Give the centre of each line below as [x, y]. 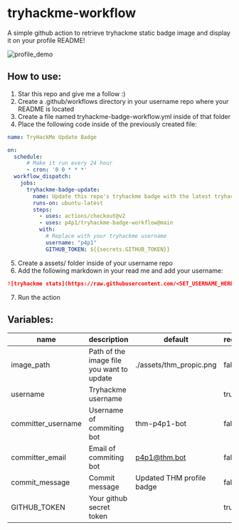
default [176, 340]
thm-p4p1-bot [161, 424]
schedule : [28, 157]
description [108, 340]
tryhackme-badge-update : [63, 189]
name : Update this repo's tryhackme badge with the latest [122, 196]
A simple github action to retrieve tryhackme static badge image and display [119, 33]
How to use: [34, 77]
